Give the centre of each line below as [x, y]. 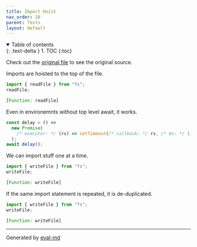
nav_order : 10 [23, 17]
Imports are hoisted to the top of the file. [55, 74]
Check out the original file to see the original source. [69, 62]
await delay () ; [25, 145]
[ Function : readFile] [33, 101]
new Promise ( [27, 128]
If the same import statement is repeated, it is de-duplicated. [79, 193]
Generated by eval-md [33, 237]
